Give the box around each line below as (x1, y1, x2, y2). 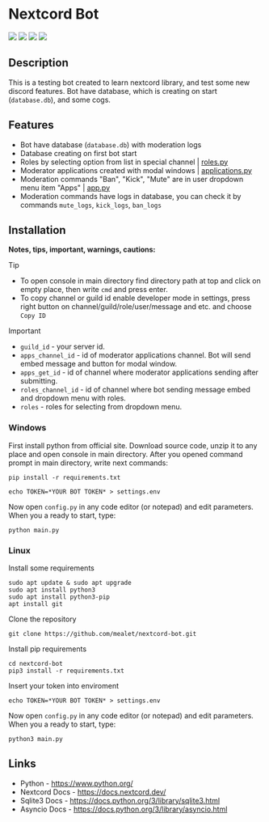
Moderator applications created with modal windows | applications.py (19, 165, 253, 175)
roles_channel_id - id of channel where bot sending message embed (19, 385, 250, 395)
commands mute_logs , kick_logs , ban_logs (19, 200, 162, 210)
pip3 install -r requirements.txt (8, 667, 125, 675)
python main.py (8, 526, 60, 534)
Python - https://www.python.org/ (19, 778, 133, 788)
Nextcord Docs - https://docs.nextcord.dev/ (19, 786, 166, 797)
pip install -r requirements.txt (8, 473, 121, 481)
